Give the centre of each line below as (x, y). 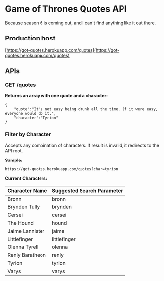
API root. (14, 150)
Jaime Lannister (26, 231)
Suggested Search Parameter (87, 190)
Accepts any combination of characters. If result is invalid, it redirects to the (82, 145)
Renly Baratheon (27, 255)
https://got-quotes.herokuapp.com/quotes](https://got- (63, 50)
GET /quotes (20, 85)
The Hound (20, 223)
